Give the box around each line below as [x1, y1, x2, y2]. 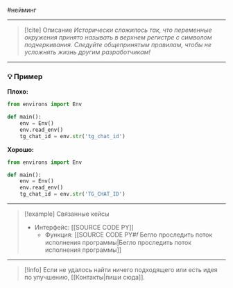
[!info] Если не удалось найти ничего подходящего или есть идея [24, 266, 218, 274]
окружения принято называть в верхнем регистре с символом [24, 33, 212, 41]
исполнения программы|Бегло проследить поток [44, 239, 192, 247]
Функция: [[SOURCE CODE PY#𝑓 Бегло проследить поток [44, 230, 213, 239]
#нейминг [7, 6, 37, 14]
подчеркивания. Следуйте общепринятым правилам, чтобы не [24, 41, 212, 49]
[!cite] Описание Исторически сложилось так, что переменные [24, 26, 212, 34]
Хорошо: [7, 145, 35, 153]
